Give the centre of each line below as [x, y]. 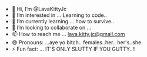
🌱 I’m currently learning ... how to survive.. [63, 21]
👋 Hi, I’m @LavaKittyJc [39, 9]
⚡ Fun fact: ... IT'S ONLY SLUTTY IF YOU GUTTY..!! [74, 49]
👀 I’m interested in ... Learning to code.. [59, 15]
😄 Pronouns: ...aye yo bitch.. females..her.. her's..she [76, 42]
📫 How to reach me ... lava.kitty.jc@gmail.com [68, 34]
